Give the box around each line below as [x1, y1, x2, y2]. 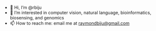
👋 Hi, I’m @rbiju [9, 5, 42, 10]
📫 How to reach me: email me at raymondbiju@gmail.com [9, 20, 130, 26]
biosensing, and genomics [9, 15, 64, 20]
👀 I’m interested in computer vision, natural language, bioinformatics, [9, 10, 152, 15]
